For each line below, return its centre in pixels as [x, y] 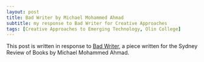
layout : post [23, 12]
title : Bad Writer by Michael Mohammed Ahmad [65, 18]
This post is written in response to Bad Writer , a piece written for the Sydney [102, 46]
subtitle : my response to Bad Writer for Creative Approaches [87, 23]
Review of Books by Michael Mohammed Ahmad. [68, 53]
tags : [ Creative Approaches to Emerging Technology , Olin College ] [94, 29]
